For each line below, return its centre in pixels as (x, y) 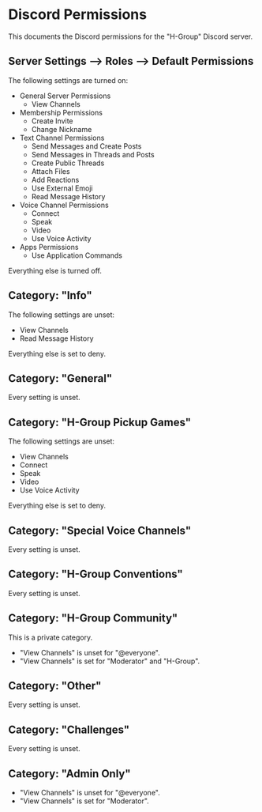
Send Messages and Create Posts (86, 146)
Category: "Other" (55, 686)
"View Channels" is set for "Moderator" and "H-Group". (110, 661)
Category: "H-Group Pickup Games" (100, 422)
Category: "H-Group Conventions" (95, 574)
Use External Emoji (62, 188)
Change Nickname (62, 129)
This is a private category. (51, 637)
